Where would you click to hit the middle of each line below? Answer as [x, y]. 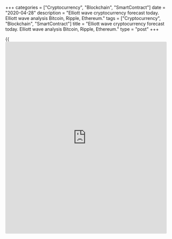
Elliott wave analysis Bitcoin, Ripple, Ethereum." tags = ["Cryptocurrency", [83, 18]
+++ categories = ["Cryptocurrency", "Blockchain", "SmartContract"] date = [85, 7]
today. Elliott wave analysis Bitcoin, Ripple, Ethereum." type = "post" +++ [82, 29]
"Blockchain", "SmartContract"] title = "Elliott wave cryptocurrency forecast [85, 24]
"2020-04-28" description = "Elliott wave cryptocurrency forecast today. [82, 13]
